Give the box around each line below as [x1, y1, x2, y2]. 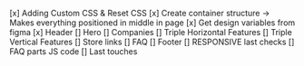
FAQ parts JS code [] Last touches [9, 46, 138, 57]
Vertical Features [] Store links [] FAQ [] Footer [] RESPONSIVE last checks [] [9, 36, 295, 47]
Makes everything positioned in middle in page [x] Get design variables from [9, 17, 296, 28]
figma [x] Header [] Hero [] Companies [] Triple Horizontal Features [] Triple [9, 27, 292, 37]
